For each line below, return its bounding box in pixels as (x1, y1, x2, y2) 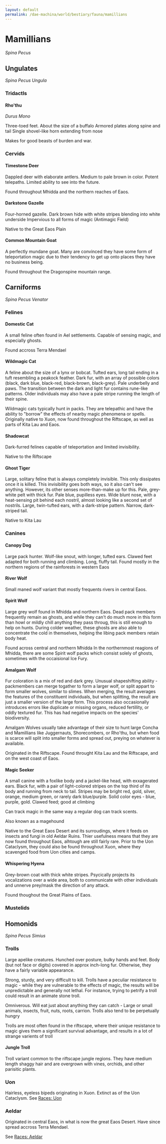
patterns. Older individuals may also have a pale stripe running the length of (5, 391, 160, 397)
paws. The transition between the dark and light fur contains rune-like (5, 385, 148, 391)
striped (5, 508, 20, 514)
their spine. (5, 396, 28, 402)
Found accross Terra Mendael (5, 347, 66, 353)
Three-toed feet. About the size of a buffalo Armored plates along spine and (5, 123, 161, 129)
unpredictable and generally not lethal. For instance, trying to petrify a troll (5, 987, 157, 993)
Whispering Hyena (5, 860, 45, 866)
